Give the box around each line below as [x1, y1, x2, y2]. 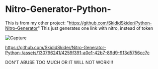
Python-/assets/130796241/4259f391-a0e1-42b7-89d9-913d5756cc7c [5, 50, 150, 56]
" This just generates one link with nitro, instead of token [37, 25, 154, 31]
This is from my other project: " [5, 20, 69, 26]
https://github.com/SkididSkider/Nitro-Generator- [5, 44, 106, 50]
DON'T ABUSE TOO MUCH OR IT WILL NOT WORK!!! [5, 59, 113, 65]
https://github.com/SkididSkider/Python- [69, 20, 152, 26]
